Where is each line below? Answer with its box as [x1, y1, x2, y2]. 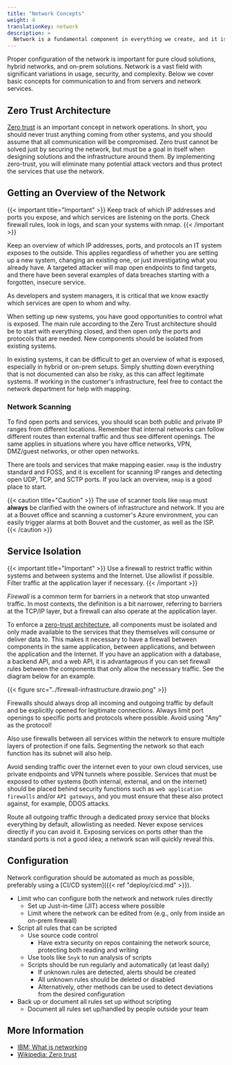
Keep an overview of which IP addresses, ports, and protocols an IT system [7, 241, 222, 250]
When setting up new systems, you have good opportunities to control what [7, 312, 223, 320]
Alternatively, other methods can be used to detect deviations [37, 982, 213, 991]
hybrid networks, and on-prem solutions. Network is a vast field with [7, 62, 202, 71]
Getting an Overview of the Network [7, 187, 166, 199]
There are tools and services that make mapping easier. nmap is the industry [7, 460, 222, 469]
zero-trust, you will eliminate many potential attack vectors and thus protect [7, 159, 222, 168]
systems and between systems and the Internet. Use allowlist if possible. [7, 571, 214, 580]
